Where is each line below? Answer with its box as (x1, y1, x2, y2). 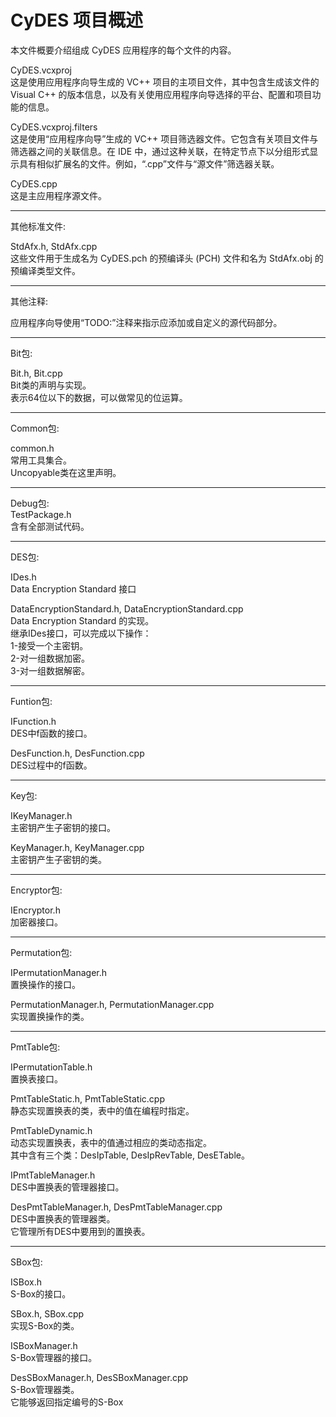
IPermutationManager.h (10, 966, 108, 978)
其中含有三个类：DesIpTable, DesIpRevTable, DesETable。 (10, 1149, 250, 1161)
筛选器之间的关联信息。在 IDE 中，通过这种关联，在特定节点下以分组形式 (10, 145, 310, 157)
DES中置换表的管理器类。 (10, 1212, 116, 1225)
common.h (10, 442, 55, 454)
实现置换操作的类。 (10, 1010, 90, 1022)
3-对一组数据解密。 (10, 664, 91, 676)
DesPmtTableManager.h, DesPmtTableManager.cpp (10, 1201, 223, 1213)
